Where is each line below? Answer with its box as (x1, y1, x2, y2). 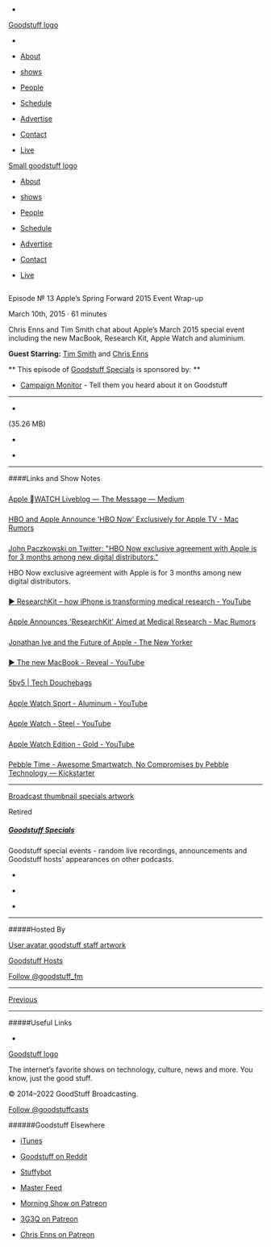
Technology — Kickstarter (8, 768, 95, 777)
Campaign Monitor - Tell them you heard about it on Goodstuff (19, 380, 228, 390)
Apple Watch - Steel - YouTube (8, 719, 111, 729)
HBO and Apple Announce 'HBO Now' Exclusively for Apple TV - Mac (8, 514, 240, 525)
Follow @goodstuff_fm (8, 971, 83, 981)
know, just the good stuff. (8, 1073, 93, 1082)
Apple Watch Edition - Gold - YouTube (8, 739, 135, 749)
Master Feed (19, 1182, 63, 1192)
